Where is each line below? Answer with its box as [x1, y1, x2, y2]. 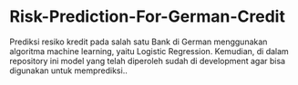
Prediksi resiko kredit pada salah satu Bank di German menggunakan [9, 36, 268, 47]
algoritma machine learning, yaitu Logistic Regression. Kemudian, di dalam [9, 45, 289, 56]
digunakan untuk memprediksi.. [9, 65, 128, 76]
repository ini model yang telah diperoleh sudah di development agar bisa [9, 55, 285, 66]
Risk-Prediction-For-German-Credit [9, 6, 285, 27]
